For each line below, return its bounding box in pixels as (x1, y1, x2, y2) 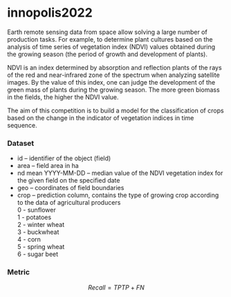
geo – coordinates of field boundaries (17, 184, 124, 192)
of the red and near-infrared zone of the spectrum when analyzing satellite (7, 71, 220, 79)
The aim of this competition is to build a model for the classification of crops (7, 106, 224, 114)
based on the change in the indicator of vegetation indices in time (7, 113, 194, 122)
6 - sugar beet (17, 250, 59, 258)
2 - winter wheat (17, 221, 65, 229)
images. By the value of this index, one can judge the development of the (7, 78, 216, 86)
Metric (7, 267, 30, 277)
